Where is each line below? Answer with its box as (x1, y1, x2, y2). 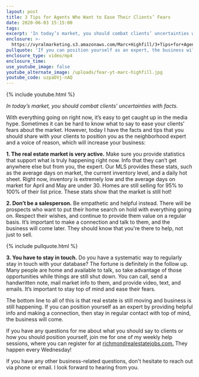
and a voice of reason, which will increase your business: (6, 139, 146, 146)
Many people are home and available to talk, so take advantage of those (6, 267, 182, 274)
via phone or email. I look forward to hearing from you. (6, 364, 139, 371)
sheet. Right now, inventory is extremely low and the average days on (6, 176, 176, 183)
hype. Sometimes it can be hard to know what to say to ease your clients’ (6, 120, 185, 127)
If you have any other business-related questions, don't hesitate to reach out (6, 357, 193, 365)
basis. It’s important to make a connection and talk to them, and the (6, 218, 171, 225)
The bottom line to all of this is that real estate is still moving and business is (6, 297, 192, 304)
